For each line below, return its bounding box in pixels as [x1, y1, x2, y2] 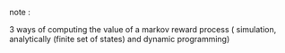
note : [9, 7, 31, 17]
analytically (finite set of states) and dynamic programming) [9, 34, 230, 44]
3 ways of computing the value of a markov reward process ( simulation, [9, 24, 277, 34]
